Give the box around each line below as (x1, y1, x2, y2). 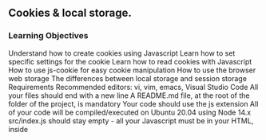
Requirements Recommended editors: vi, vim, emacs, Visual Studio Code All (8, 82, 259, 91)
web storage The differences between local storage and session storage (8, 73, 248, 83)
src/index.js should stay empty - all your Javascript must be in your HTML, (8, 115, 254, 126)
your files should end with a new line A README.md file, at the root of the (8, 91, 250, 100)
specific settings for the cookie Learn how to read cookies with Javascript (8, 56, 252, 66)
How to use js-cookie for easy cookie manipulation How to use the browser (8, 65, 256, 75)
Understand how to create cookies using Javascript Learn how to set (8, 48, 236, 58)
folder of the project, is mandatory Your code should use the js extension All (8, 99, 259, 108)
